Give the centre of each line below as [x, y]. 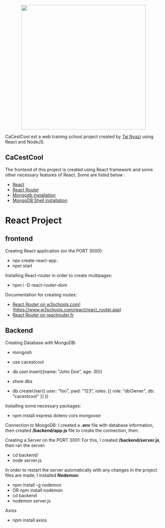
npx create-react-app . [36, 260]
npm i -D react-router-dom [40, 285]
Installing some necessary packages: [43, 405]
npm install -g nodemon [37, 485]
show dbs [22, 381]
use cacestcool [28, 362]
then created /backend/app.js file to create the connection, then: [72, 430]
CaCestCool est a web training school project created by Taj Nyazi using [79, 136]
